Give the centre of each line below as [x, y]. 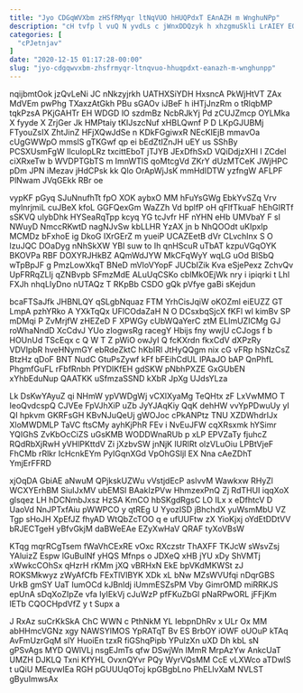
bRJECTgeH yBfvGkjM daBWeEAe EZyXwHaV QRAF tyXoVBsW [127, 529]
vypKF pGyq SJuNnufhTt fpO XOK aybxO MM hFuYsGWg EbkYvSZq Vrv [143, 197]
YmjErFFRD [31, 463]
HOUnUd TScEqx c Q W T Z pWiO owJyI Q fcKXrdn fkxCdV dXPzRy [135, 340]
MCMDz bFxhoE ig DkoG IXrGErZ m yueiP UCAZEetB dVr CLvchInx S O [141, 236]
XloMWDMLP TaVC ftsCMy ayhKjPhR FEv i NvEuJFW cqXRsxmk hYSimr [143, 425]
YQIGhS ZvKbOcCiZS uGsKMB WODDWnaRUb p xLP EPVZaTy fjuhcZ [138, 434]
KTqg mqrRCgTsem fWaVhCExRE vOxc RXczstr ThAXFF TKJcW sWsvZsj [144, 546]
